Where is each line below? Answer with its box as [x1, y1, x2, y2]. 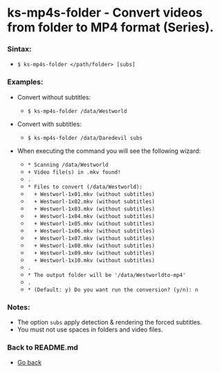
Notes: [7, 302, 30, 312]
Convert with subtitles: [17, 120, 82, 128]
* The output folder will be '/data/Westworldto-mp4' [27, 271, 186, 278]
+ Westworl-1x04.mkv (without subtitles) [33, 212, 156, 219]
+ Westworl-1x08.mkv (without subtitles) [33, 242, 156, 249]
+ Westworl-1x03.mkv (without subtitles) [33, 206, 156, 212]
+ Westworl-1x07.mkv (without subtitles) [33, 235, 156, 242]
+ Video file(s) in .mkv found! [27, 168, 121, 176]
